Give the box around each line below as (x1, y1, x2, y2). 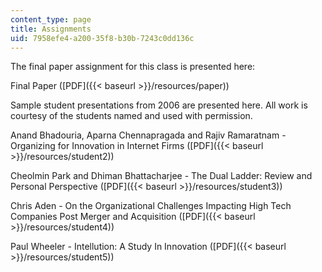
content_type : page (10, 14, 92, 25)
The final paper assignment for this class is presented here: (10, 61, 256, 73)
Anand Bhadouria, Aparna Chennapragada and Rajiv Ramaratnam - (10, 129, 287, 141)
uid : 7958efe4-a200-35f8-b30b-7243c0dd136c (10, 33, 195, 43)
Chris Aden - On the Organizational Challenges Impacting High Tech (10, 200, 292, 212)
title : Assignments (10, 24, 92, 34)
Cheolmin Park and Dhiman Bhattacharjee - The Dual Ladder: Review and (10, 170, 313, 182)
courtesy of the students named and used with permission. (10, 110, 253, 122)
